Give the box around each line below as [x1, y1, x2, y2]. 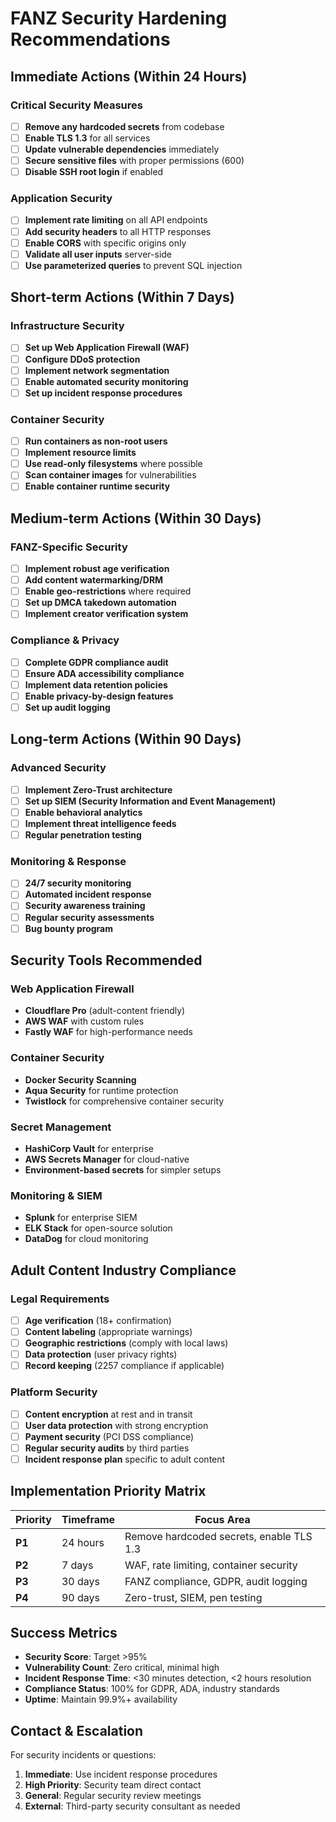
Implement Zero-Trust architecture [24, 783, 173, 796]
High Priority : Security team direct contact [24, 1779, 202, 1791]
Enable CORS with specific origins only [24, 237, 187, 249]
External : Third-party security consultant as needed [24, 1800, 241, 1812]
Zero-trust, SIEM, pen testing [124, 1590, 263, 1604]
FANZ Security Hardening [10, 7, 228, 30]
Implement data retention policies [24, 678, 168, 691]
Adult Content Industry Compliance [10, 1262, 237, 1279]
